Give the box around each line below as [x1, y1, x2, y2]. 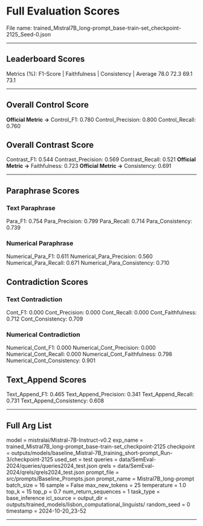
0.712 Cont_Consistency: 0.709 [6, 315, 83, 322]
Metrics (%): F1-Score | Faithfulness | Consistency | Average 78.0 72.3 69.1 [6, 70, 193, 77]
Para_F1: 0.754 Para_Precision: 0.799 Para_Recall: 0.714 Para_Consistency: [6, 218, 192, 225]
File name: [6, 24, 32, 32]
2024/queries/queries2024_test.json [6, 462, 98, 469]
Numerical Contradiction [6, 330, 80, 339]
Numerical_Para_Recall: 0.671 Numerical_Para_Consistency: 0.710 [6, 259, 170, 267]
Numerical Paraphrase [6, 239, 74, 247]
